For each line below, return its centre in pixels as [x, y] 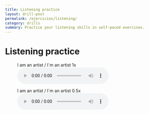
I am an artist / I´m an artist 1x [47, 65]
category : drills [23, 23]
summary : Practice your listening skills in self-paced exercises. [75, 28]
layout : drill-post [25, 14]
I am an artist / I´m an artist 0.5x [49, 91]
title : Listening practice [32, 9]
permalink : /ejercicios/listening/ [41, 18]
